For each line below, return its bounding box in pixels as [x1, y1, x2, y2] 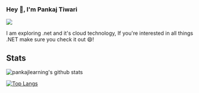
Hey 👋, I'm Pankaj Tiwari [6, 5, 78, 14]
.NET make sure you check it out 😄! [6, 36, 94, 43]
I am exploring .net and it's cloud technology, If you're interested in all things [6, 29, 194, 37]
